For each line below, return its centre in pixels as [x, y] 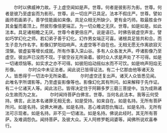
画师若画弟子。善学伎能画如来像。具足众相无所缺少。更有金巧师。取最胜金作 [83, 20]
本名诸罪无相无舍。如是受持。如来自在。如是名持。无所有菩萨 [99, 101]
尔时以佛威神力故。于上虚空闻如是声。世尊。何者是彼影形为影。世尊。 [85, 7]
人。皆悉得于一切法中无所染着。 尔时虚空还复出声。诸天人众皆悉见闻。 [82, 76]
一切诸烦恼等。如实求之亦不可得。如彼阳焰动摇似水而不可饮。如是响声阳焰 [81, 63]
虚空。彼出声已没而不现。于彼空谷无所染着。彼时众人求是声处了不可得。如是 [83, 57]
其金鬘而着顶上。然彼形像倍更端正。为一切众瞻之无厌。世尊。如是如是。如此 [83, 26]
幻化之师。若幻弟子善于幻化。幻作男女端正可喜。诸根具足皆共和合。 [88, 38]
